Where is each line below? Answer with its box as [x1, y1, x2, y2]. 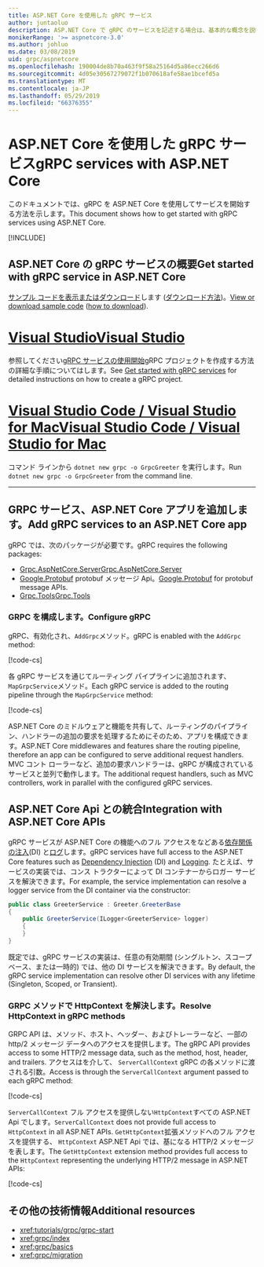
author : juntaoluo [8, 19, 68, 27]
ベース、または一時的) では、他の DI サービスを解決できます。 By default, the [8, 961, 255, 971]
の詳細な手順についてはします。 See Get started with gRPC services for [8, 365, 237, 375]
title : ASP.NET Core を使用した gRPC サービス [8, 11, 153, 20]
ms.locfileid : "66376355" [8, 99, 93, 107]
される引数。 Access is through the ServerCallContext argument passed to [8, 1067, 249, 1077]
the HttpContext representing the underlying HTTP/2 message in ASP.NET [8, 1155, 248, 1165]
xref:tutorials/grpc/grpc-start [19, 1225, 114, 1235]
